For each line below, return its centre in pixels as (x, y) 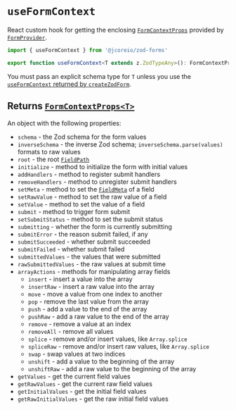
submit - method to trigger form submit (74, 211)
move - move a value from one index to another (95, 294)
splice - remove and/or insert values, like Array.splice (107, 339)
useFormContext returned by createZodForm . (69, 84)
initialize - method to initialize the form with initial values (103, 166)
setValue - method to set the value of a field (81, 204)
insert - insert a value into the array (80, 279)
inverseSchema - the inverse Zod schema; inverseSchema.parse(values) (120, 144)
